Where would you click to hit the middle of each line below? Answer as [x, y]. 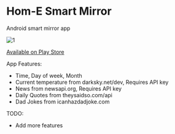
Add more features [39, 125]
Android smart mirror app [38, 28]
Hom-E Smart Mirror [59, 11]
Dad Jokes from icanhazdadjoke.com [62, 102]
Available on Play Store [35, 52]
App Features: [24, 64]
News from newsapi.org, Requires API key [68, 88]
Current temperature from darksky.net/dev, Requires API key [92, 82]
